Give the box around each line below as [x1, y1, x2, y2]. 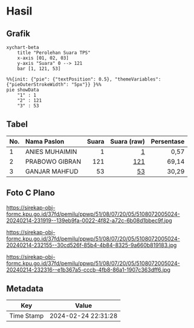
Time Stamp [9, 312, 44, 320]
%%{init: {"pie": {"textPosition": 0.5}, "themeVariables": [6, 76, 162, 82]
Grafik [6, 28, 30, 39]
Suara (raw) [110, 137, 145, 146]
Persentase [150, 137, 185, 146]
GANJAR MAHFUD [25, 167, 79, 175]
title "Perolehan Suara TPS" [17, 50, 91, 56]
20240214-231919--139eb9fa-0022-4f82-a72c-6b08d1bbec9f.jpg [6, 216, 173, 224]
